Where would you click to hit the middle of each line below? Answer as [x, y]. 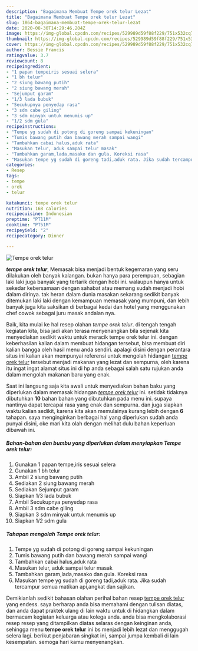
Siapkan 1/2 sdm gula [40, 521]
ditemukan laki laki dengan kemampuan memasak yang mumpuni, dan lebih [98, 300]
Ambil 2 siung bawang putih [49, 477]
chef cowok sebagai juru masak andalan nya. [61, 313]
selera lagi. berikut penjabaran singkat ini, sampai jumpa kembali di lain [93, 635]
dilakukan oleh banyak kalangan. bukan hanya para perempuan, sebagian [95, 275]
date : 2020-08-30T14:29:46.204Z [46, 28]
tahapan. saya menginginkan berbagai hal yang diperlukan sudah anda [92, 417]
